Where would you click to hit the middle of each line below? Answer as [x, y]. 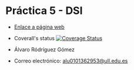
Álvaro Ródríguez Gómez [44, 49]
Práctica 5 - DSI [44, 11]
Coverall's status [34, 38]
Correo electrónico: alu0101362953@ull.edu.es [71, 61]
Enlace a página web [39, 27]
